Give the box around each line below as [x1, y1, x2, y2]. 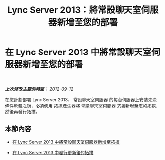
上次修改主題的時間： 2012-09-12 [5, 86, 74, 92]
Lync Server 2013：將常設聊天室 [7, 4, 141, 16]
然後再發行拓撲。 [5, 108, 40, 114]
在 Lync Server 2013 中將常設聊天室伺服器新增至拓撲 [12, 139, 120, 145]
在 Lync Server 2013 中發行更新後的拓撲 [12, 149, 94, 155]
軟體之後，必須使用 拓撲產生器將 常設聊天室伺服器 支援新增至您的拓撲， [13, 103, 161, 108]
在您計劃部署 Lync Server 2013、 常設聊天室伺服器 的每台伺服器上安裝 [5, 96, 148, 102]
